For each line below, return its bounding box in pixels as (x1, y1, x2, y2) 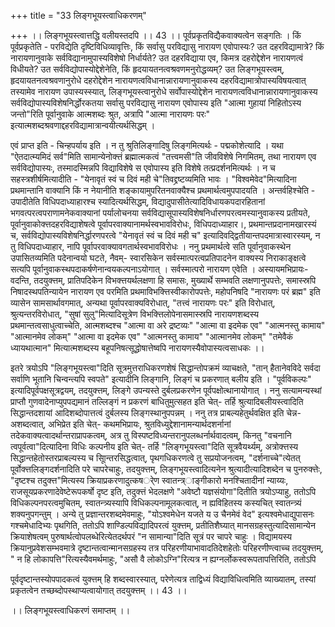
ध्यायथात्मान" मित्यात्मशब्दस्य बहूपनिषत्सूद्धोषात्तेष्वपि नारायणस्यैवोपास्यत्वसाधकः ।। (10, 342, 265, 354)
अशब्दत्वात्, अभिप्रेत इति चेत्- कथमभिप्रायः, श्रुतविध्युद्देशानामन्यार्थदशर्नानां (10, 418, 232, 430)
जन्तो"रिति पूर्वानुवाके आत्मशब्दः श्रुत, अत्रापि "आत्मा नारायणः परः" (10, 108, 211, 120)
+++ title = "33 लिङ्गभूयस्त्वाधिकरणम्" (10, 10, 147, 21)
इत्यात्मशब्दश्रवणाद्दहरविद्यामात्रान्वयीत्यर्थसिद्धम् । (10, 120, 156, 131)
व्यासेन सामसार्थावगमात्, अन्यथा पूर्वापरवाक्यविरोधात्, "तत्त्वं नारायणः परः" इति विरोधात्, (10, 297, 276, 309)
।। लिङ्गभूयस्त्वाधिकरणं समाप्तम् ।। (10, 605, 131, 616)
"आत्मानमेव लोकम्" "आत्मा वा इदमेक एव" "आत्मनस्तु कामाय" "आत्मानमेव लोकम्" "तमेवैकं (10, 331, 294, 342)
